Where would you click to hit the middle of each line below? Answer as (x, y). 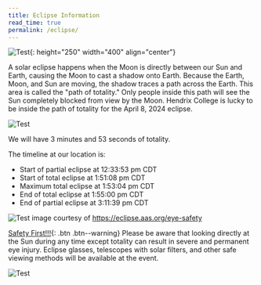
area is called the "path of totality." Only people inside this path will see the (129, 92)
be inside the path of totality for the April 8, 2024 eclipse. (101, 109)
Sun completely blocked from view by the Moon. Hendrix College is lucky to (130, 101)
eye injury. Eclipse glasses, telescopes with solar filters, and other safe (122, 250)
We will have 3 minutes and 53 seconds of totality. (89, 139)
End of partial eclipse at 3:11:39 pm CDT (84, 203)
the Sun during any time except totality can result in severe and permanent (129, 242)
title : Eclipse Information (54, 15)
